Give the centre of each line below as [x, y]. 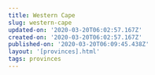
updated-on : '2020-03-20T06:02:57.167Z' [76, 30]
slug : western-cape [40, 23]
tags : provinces [35, 59]
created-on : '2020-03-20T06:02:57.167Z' [76, 37]
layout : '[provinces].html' [54, 52]
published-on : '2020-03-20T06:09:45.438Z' [79, 45]
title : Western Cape [42, 15]
